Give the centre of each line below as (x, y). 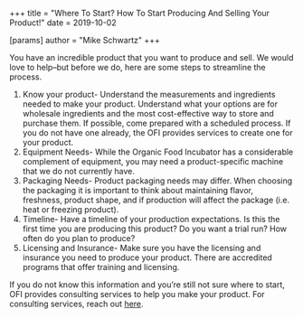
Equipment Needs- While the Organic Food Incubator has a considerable (158, 152)
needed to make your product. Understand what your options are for (150, 104)
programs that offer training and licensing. (101, 267)
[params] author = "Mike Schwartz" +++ (85, 40)
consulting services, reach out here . (76, 304)
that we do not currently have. (79, 171)
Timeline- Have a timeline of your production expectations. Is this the (151, 219)
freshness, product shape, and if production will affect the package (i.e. (156, 200)
